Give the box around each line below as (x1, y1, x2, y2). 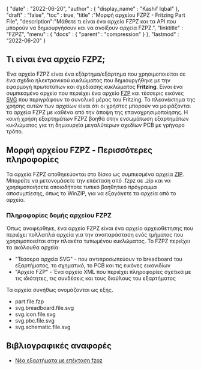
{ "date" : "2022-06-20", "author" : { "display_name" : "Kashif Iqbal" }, (6, 5, 180, 12)
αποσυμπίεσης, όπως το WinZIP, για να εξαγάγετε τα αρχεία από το (6, 189, 176, 197)
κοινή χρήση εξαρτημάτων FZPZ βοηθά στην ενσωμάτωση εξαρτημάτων (6, 115, 189, 122)
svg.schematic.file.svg (14, 323, 71, 330)
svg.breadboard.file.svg (14, 304, 74, 311)
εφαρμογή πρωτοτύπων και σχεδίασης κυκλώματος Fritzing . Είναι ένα (6, 83, 183, 90)
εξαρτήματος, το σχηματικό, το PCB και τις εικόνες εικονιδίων (14, 261, 171, 269)
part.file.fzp (14, 297, 44, 305)
